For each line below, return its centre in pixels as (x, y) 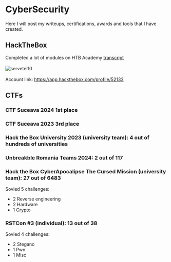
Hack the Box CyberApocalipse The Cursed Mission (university (86, 171)
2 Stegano (24, 244)
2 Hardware (25, 205)
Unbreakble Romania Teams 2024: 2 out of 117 (64, 157)
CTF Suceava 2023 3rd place (42, 124)
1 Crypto (22, 210)
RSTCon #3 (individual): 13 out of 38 (51, 223)
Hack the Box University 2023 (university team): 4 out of (78, 137)
